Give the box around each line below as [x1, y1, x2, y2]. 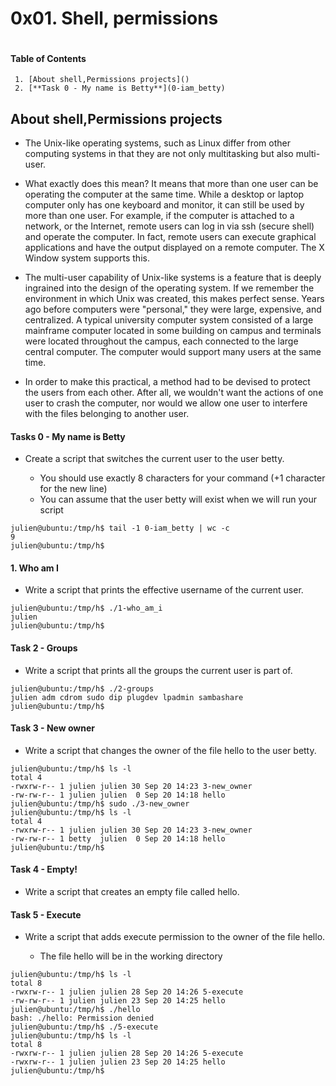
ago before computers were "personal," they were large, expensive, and [24, 303, 322, 315]
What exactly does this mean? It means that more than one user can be [24, 177, 319, 189]
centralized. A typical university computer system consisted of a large [24, 313, 314, 326]
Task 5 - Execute [10, 908, 82, 921]
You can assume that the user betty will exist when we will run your [39, 493, 317, 506]
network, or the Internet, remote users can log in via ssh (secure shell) [24, 220, 315, 232]
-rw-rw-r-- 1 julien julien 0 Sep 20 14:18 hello [10, 790, 226, 800]
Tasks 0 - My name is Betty [10, 430, 126, 442]
